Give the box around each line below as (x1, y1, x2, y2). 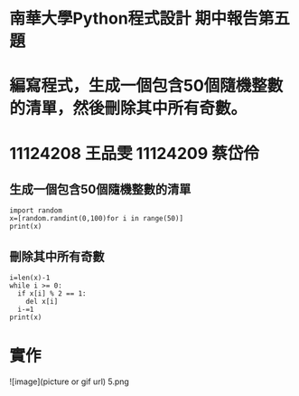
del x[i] (25, 297, 59, 306)
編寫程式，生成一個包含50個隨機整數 (9, 76, 284, 96)
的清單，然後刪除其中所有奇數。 (9, 99, 248, 118)
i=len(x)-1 (9, 273, 51, 283)
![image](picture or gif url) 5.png (9, 376, 129, 387)
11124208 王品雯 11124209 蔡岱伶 (9, 143, 260, 164)
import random (9, 206, 63, 215)
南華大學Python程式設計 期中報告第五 (9, 8, 291, 29)
